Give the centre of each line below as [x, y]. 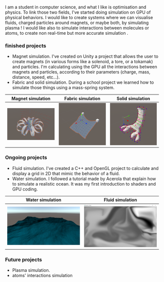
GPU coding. [25, 189]
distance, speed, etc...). [36, 77]
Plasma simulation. [31, 270]
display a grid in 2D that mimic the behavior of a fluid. [66, 173]
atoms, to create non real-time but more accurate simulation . [67, 33]
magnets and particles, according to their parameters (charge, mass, [81, 72]
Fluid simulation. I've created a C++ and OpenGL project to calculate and [85, 168]
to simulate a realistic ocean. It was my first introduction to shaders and [84, 184]
